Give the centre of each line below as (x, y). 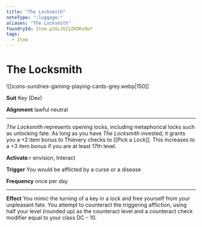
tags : (13, 34)
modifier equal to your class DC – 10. (52, 217)
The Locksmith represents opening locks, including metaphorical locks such (101, 126)
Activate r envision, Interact (41, 158)
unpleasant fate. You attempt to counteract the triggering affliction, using (96, 205)
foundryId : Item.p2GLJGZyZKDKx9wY (50, 29)
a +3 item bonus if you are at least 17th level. (61, 146)
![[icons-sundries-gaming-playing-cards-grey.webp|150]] (78, 86)
